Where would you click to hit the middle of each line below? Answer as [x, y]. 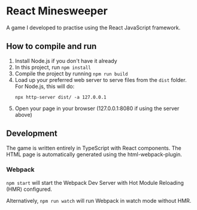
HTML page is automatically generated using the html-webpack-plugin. [94, 154]
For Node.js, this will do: [45, 86]
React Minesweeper [57, 11]
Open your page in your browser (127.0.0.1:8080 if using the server [97, 108]
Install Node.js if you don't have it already [66, 60]
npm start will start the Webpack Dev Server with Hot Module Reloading [95, 182]
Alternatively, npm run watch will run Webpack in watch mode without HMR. [99, 200]
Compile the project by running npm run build [71, 74]
